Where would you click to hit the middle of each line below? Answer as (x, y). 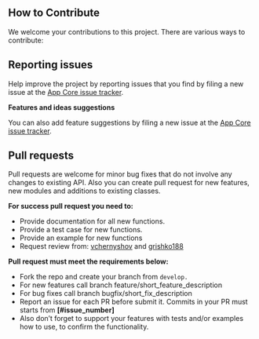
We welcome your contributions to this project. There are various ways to (127, 31)
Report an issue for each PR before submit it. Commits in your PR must (134, 302)
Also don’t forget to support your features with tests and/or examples (131, 319)
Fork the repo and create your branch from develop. (104, 277)
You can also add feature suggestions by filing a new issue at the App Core (129, 122)
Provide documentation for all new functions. (92, 221)
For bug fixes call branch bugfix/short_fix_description (106, 293)
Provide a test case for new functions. (81, 230)
